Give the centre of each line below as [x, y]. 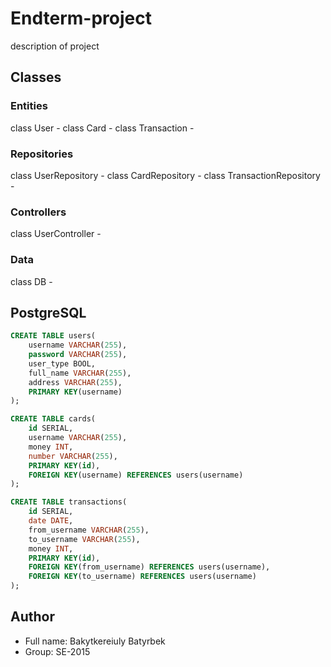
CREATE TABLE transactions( [69, 502]
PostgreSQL [48, 312]
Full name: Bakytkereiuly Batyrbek [95, 641]
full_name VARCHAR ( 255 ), [80, 373]
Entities [29, 106]
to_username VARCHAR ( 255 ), [84, 539]
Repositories [42, 154]
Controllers [38, 212]
